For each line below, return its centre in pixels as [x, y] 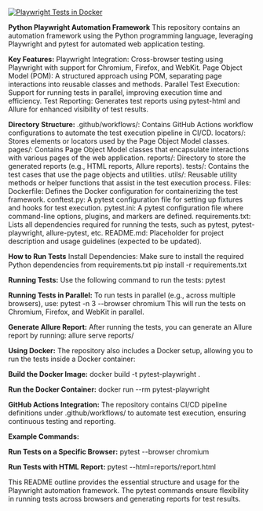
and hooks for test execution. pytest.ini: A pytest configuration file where [126, 208]
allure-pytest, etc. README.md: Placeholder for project [135, 233]
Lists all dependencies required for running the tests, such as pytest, [119, 224]
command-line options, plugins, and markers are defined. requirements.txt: [130, 216]
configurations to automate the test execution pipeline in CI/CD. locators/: [127, 133]
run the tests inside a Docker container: [72, 359]
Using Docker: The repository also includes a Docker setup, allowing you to [131, 350]
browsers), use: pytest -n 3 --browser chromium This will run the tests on [127, 303]
